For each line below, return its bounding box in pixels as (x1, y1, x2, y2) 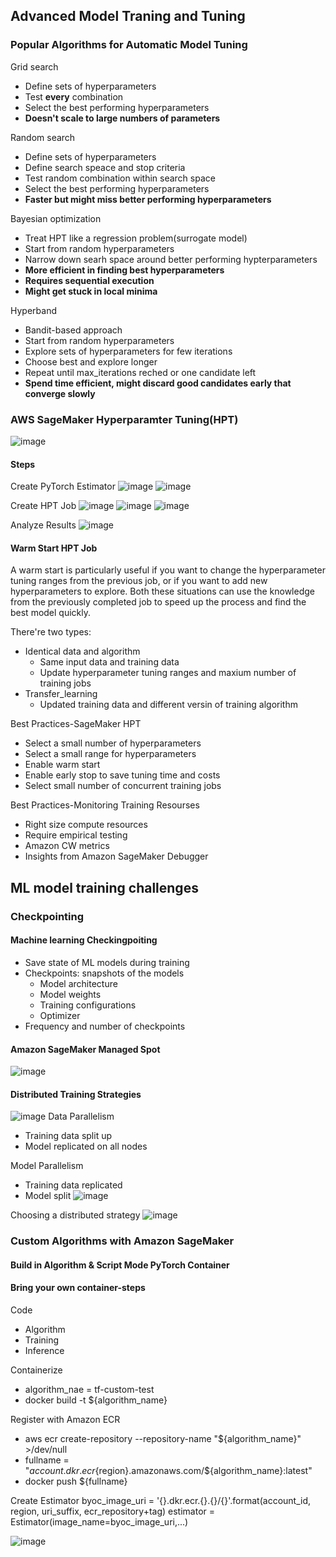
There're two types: (10, 626, 92, 638)
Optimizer (39, 1009, 81, 1021)
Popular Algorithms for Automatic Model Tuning (10, 38, 248, 52)
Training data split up (24, 1130, 113, 1142)
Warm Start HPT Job (10, 542, 98, 554)
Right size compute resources (24, 819, 148, 831)
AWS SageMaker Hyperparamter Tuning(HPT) (10, 412, 239, 426)
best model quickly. (10, 607, 92, 619)
